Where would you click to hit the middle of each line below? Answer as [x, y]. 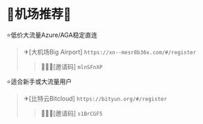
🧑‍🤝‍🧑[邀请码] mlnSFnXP [72, 66]
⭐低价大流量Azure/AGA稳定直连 [52, 35]
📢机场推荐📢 [39, 14]
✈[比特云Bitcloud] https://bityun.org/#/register [95, 98]
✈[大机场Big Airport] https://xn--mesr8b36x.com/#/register [110, 52]
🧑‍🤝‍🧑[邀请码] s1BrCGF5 [72, 113]
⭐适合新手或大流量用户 [39, 82]
